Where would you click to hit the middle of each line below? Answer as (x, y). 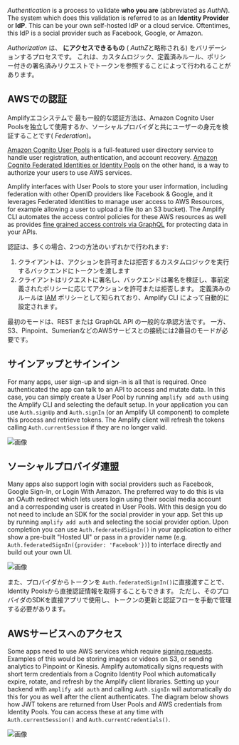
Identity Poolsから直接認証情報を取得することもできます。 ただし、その (112, 591)
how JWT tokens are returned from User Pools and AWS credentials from (115, 704)
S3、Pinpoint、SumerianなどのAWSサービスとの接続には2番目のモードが (115, 330)
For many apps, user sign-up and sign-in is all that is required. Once (107, 382)
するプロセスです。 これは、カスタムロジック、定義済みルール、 (113, 57)
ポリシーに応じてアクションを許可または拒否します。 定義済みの (137, 288)
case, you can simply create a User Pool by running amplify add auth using (118, 397)
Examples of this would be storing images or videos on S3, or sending (110, 659)
